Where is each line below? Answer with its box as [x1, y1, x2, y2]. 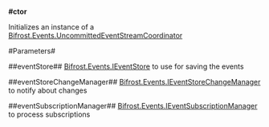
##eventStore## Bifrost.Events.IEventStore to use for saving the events [8, 62, 244, 71]
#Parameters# [8, 46, 56, 55]
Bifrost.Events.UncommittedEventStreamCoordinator [8, 31, 183, 40]
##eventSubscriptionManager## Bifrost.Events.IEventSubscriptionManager [8, 101, 258, 110]
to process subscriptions [8, 109, 91, 119]
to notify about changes [8, 85, 88, 95]
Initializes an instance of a [8, 22, 95, 31]
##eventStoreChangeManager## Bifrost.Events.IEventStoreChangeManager [8, 77, 261, 86]
